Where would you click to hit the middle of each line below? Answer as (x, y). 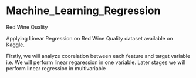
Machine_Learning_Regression (83, 11)
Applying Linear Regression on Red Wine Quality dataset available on (89, 38)
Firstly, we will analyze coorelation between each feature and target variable (98, 56)
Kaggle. (16, 45)
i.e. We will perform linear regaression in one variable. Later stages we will (96, 62)
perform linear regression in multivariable (56, 68)
